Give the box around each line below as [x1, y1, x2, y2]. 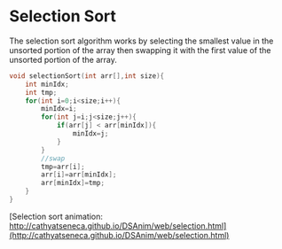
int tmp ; [25, 88, 58, 97]
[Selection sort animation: [9, 211, 104, 222]
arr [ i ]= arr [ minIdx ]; [41, 170, 117, 179]
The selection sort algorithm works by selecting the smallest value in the [9, 35, 274, 46]
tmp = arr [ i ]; [41, 162, 86, 171]
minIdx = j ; [72, 129, 109, 138]
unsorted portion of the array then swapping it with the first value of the [9, 44, 272, 55]
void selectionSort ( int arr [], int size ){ [9, 71, 165, 81]
